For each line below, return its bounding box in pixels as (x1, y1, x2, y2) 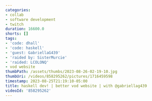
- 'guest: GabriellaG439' (5, 50, 60, 55)
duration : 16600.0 (5, 27, 44, 32)
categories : (5, 7, 31, 13)
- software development (5, 17, 56, 22)
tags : (5, 36, 17, 41)
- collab (5, 12, 24, 17)
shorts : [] (5, 31, 29, 36)
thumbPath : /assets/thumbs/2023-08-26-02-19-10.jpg (5, 69, 117, 74)
